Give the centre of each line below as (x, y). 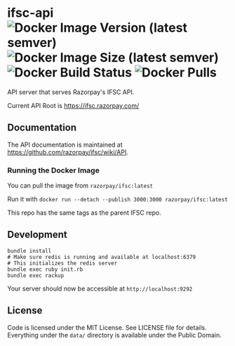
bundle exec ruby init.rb (45, 269)
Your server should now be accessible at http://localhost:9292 (100, 288)
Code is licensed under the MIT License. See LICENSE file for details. (107, 327)
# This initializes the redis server (62, 263)
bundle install (29, 251)
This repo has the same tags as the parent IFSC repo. (84, 213)
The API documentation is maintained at (65, 145)
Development (38, 235)
